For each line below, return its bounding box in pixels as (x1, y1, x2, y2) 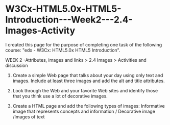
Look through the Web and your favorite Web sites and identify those (12, 87, 158, 93)
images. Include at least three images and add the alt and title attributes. (12, 78, 165, 84)
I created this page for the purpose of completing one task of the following (5, 41, 162, 47)
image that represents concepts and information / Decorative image (12, 108, 156, 114)
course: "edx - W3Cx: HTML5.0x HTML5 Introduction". (5, 47, 120, 53)
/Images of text (12, 113, 45, 120)
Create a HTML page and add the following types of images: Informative (12, 103, 165, 109)
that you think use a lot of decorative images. (12, 93, 108, 99)
